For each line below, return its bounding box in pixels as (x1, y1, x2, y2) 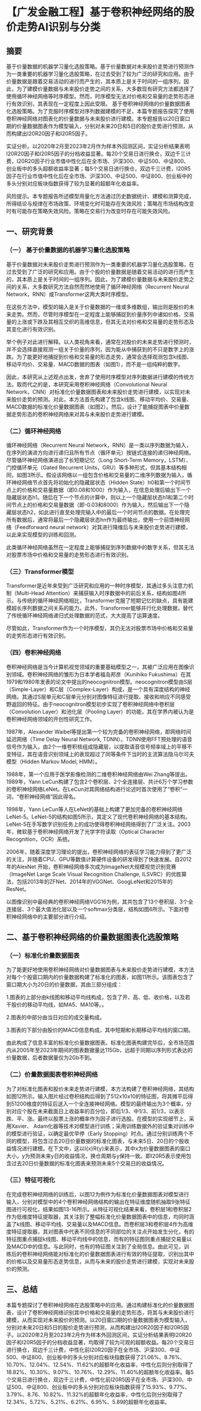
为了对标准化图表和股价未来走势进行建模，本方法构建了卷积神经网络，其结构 (6, 1085, 194, 1092)
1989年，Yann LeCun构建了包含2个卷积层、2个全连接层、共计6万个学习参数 (6, 778, 194, 785)
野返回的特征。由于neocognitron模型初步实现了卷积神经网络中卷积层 (6, 700, 175, 707)
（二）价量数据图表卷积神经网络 (6, 1070, 98, 1079)
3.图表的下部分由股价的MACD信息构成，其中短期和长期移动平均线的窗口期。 (6, 1026, 194, 1034)
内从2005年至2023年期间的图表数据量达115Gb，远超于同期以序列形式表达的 (6, 1047, 193, 1054)
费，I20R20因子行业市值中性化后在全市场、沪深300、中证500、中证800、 (6, 157, 190, 165)
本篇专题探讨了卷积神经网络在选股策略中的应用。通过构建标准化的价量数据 (6, 1301, 189, 1308)
